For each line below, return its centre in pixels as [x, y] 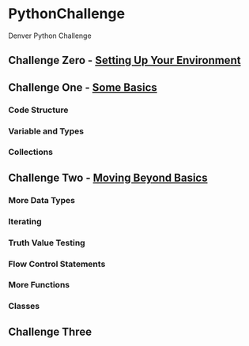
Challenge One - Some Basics [83, 87]
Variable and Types [46, 131]
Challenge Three [50, 331]
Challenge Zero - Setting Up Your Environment [124, 60]
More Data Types [41, 200]
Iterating [25, 221]
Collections [31, 152]
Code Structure [38, 110]
